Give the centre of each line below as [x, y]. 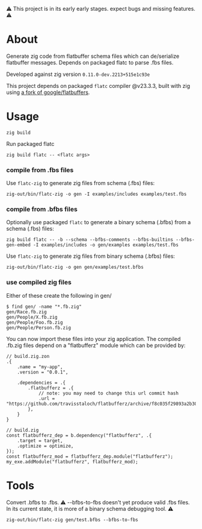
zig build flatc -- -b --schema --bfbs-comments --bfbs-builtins [90, 240]
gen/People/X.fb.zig [32, 317]
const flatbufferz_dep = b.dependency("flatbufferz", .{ [79, 435]
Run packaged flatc [30, 143]
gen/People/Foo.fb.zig [35, 322]
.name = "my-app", [40, 367]
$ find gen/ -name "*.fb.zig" [44, 307]
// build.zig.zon [28, 356]
